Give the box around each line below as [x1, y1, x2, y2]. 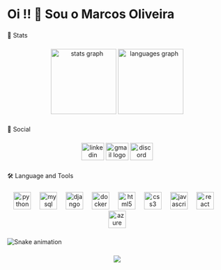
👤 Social [7, 125, 31, 133]
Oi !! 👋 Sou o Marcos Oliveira [7, 6, 175, 22]
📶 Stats [7, 31, 28, 40]
